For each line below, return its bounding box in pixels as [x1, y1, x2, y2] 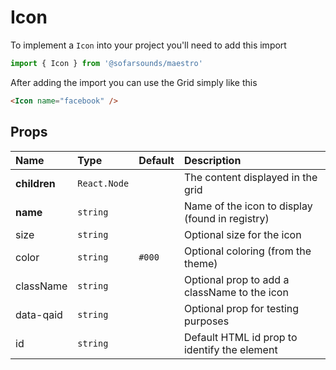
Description [183, 153, 242, 167]
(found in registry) [183, 211, 270, 225]
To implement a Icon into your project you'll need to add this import [10, 39, 287, 51]
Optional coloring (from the [183, 244, 312, 258]
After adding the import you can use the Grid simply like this [10, 76, 258, 88]
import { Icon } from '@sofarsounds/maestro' [10, 58, 203, 68]
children [15, 176, 56, 190]
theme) [183, 256, 218, 270]
